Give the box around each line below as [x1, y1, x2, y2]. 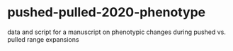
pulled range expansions [7, 35, 79, 43]
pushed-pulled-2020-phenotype [7, 4, 206, 21]
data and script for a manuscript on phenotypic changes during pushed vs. [7, 28, 227, 36]
